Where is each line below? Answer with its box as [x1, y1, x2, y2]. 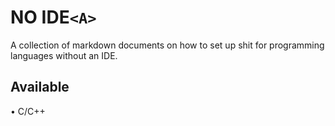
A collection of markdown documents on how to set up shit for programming [10, 39, 325, 51]
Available [10, 79, 70, 96]
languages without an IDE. [10, 49, 118, 61]
